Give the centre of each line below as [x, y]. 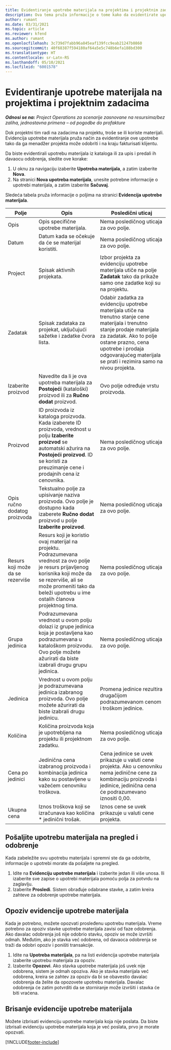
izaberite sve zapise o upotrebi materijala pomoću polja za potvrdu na [86, 878]
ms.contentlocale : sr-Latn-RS [37, 57]
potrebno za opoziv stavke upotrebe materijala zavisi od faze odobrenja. [81, 928]
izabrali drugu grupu [63, 665]
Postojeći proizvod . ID [66, 455]
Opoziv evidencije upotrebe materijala [67, 911]
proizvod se [53, 442]
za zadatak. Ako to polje [129, 336]
